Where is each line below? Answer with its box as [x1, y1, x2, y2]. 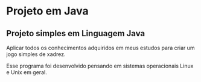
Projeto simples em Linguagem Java [6, 28, 145, 39]
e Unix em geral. [6, 69, 47, 76]
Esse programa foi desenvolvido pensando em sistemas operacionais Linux [6, 62, 194, 69]
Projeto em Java [6, 4, 89, 18]
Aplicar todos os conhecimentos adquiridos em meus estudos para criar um [6, 44, 195, 51]
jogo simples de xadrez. [6, 51, 66, 58]
